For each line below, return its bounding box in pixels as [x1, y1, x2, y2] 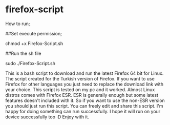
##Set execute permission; [5, 30, 62, 36]
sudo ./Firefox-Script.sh [5, 60, 55, 66]
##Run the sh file [5, 50, 41, 56]
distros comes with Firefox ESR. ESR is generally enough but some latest [5, 92, 159, 98]
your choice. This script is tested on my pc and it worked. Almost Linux [5, 86, 155, 93]
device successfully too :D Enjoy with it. [5, 114, 90, 120]
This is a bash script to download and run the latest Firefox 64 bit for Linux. [5, 70, 164, 76]
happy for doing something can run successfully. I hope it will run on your [5, 108, 161, 114]
